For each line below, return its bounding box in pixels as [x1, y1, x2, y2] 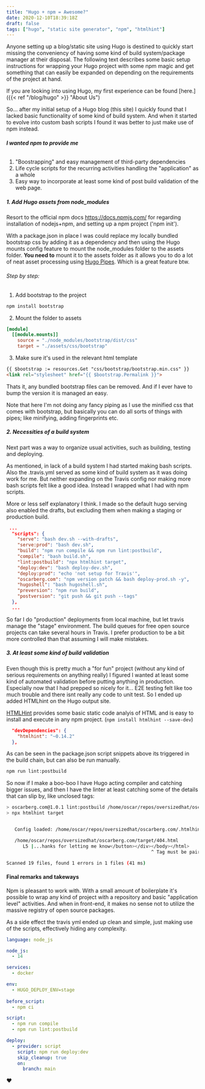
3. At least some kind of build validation [6, 649, 109, 656]
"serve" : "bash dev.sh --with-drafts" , [17, 536, 119, 542]
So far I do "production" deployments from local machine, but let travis [6, 615, 184, 623]
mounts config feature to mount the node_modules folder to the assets [6, 245, 184, 252]
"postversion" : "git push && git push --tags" [17, 593, 138, 599]
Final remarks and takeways [6, 873, 79, 881]
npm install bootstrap [6, 303, 64, 309]
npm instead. [6, 125, 40, 132]
